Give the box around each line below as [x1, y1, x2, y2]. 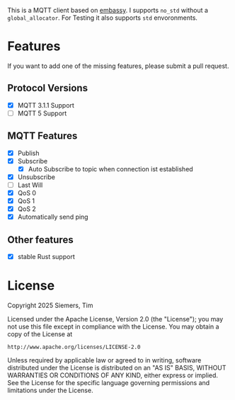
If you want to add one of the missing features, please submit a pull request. [7, 62, 229, 70]
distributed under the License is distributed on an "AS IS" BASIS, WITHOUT [7, 364, 227, 372]
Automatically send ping [17, 212, 88, 222]
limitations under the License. [7, 386, 93, 395]
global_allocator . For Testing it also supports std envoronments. [7, 13, 198, 22]
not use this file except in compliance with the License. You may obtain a [7, 322, 219, 331]
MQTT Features [7, 130, 78, 142]
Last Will [17, 181, 43, 189]
